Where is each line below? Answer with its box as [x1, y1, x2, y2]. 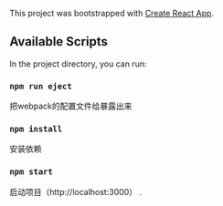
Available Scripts [9, 34, 108, 49]
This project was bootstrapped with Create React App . [9, 8, 215, 18]
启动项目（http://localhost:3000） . [9, 186, 143, 197]
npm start [9, 167, 53, 177]
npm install [9, 124, 63, 135]
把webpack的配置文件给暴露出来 [9, 100, 133, 112]
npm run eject [9, 81, 72, 91]
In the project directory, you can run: [9, 58, 147, 69]
